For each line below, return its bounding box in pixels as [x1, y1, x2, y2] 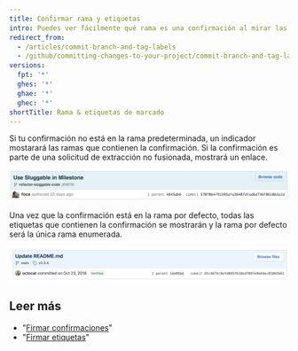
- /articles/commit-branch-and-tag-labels [17, 43, 176, 51]
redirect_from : [9, 33, 66, 42]
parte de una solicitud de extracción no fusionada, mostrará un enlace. [9, 152, 269, 163]
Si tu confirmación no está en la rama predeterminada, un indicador [9, 133, 256, 144]
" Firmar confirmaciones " [21, 322, 113, 332]
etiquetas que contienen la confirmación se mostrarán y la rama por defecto [9, 219, 287, 230]
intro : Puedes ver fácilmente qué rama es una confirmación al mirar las [9, 23, 288, 33]
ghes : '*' [17, 80, 53, 89]
